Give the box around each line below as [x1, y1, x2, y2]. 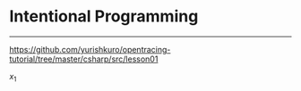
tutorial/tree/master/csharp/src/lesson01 [9, 54, 159, 64]
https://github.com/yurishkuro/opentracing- [9, 44, 171, 54]
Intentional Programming [9, 6, 199, 27]
